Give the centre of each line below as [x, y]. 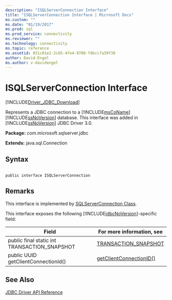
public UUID [22, 255]
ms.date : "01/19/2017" [29, 24]
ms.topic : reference [27, 48]
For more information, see [130, 232]
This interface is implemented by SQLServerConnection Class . [71, 203]
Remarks [20, 191]
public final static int [32, 240]
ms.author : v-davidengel [32, 63]
